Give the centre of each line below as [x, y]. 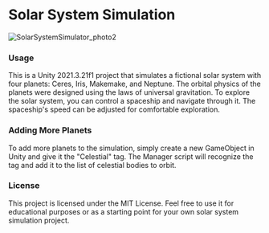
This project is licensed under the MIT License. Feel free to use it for [121, 203]
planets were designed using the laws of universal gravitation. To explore [129, 92]
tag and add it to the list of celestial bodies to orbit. [92, 165]
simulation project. [39, 220]
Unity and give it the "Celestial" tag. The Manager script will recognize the [131, 156]
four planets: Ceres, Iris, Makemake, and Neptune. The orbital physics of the [134, 84]
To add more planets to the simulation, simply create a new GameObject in [131, 148]
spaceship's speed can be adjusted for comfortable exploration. [114, 109]
